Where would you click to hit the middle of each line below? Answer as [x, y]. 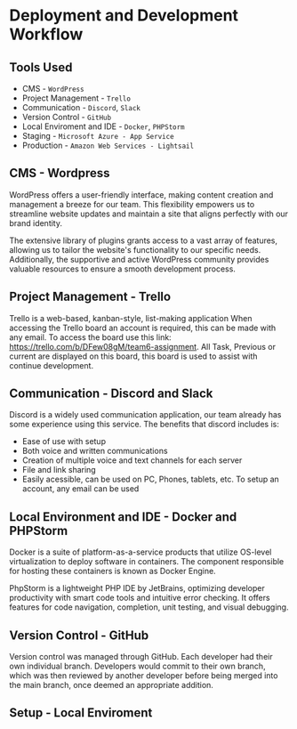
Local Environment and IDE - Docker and [123, 517]
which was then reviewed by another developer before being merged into [144, 676]
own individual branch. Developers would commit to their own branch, [137, 666]
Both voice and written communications [95, 451]
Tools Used [41, 67]
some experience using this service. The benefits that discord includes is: [144, 425]
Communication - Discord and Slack [111, 394]
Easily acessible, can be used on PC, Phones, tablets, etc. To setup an [151, 479]
